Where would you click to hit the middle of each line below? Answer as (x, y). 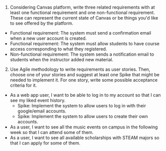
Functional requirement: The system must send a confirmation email (80, 33)
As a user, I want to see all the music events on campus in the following (84, 127)
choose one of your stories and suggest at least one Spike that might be (85, 74)
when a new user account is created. (48, 38)
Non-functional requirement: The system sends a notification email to (82, 54)
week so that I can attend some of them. (52, 132)
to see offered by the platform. (41, 23)
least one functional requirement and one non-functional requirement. (82, 13)
